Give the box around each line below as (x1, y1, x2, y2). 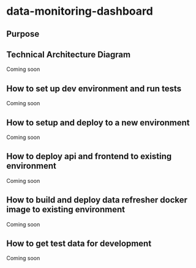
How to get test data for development (6, 239, 152, 249)
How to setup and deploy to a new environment (6, 117, 190, 128)
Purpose (6, 29, 40, 39)
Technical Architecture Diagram (6, 49, 130, 59)
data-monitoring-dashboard (6, 4, 153, 18)
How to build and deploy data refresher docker (6, 195, 188, 206)
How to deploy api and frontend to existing (6, 151, 172, 162)
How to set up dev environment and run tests (6, 83, 182, 94)
